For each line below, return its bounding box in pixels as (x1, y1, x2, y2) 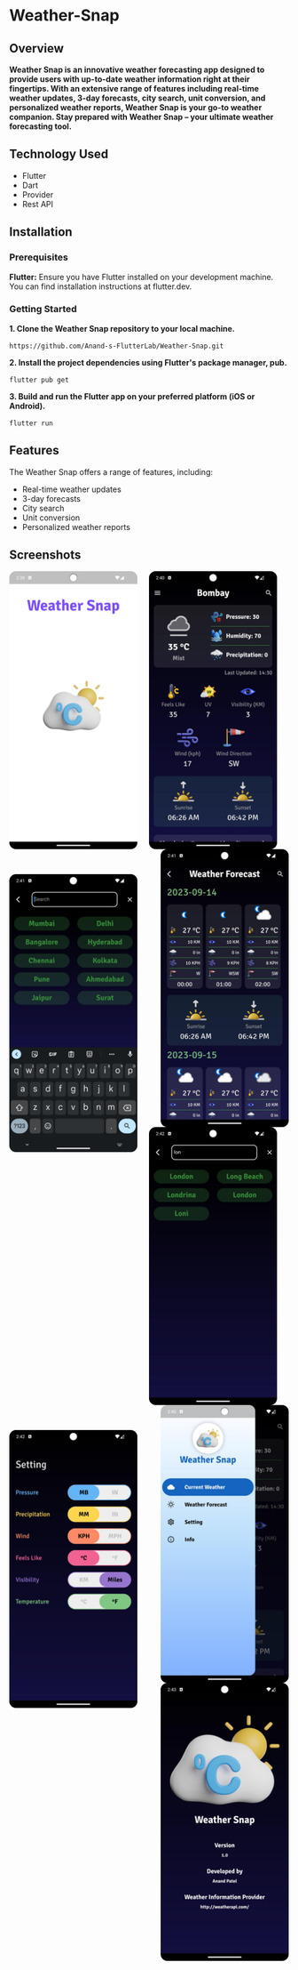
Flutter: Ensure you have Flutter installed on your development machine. (9, 271, 274, 282)
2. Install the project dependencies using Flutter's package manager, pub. (9, 357, 287, 367)
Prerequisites (9, 251, 68, 263)
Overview (9, 41, 65, 56)
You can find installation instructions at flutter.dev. (9, 281, 192, 292)
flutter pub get (9, 375, 69, 384)
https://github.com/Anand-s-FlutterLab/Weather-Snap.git (9, 342, 224, 350)
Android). (9, 400, 46, 411)
